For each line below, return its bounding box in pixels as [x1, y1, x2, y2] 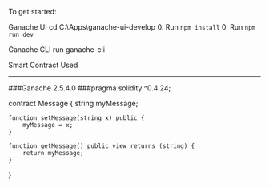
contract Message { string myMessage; [8, 99, 139, 108]
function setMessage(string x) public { [8, 114, 146, 122]
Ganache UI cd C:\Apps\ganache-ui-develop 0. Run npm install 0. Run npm [8, 22, 256, 31]
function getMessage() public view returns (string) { [8, 142, 195, 150]
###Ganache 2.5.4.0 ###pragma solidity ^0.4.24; [8, 83, 171, 93]
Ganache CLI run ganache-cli [8, 45, 106, 54]
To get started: [8, 7, 58, 16]
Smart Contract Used [8, 60, 78, 70]
